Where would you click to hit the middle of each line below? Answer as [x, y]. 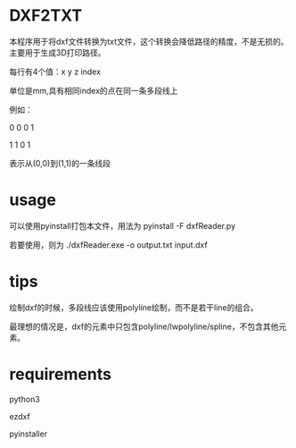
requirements [60, 374]
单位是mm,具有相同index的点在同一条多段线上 [94, 90]
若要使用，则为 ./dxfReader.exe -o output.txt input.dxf [108, 245]
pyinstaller [28, 434]
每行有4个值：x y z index [55, 72]
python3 [25, 399]
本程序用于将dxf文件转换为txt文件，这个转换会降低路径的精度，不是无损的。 [149, 41]
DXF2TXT [46, 16]
